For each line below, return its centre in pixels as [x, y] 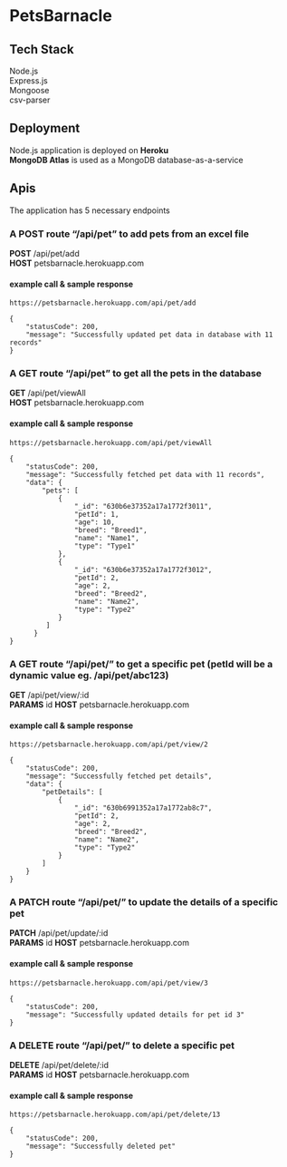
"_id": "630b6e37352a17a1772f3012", [143, 569]
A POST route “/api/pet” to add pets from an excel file [129, 234]
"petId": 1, [96, 514]
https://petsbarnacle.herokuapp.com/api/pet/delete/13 [115, 1115]
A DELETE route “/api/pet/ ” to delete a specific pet [122, 1045]
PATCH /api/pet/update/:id [59, 933]
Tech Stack [42, 49]
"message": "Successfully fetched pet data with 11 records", [145, 474]
